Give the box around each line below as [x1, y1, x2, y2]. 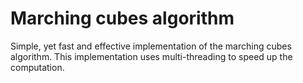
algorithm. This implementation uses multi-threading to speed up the [10, 50, 293, 62]
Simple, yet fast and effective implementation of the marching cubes [10, 40, 292, 52]
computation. [10, 61, 65, 73]
